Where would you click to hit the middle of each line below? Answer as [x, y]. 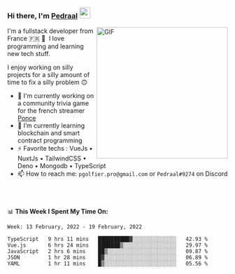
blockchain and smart [49, 133]
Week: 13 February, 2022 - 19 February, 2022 [74, 227]
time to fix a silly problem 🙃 [48, 82]
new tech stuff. [29, 54]
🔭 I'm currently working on [56, 96]
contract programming [50, 141]
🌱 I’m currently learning [51, 125]
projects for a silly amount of [49, 75]
